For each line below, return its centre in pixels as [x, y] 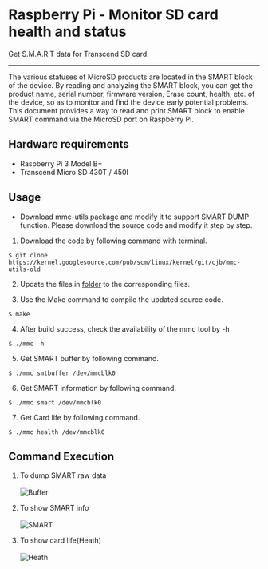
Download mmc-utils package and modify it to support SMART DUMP [134, 217]
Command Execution [61, 456]
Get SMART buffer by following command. [89, 358]
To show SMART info [54, 508]
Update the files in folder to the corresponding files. [105, 284]
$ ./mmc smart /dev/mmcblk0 [55, 402]
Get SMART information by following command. [98, 388]
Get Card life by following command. [80, 417]
